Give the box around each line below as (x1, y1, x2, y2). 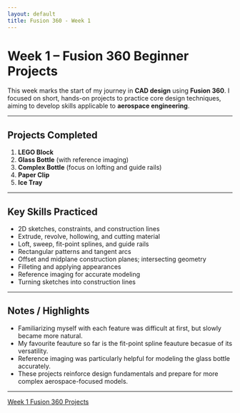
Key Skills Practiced (7, 205, 98, 218)
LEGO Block (17, 148, 54, 157)
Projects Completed (7, 129, 98, 141)
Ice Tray (17, 178, 43, 187)
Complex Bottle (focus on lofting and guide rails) (17, 163, 162, 172)
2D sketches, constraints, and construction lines (17, 225, 160, 233)
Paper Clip (17, 170, 50, 179)
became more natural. (17, 331, 84, 340)
